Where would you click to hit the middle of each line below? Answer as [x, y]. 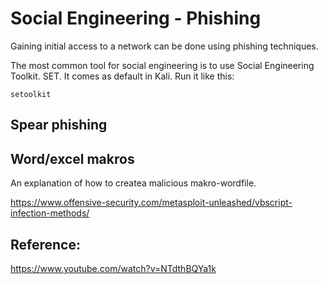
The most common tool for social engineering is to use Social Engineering [162, 65]
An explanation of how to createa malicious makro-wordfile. [133, 183]
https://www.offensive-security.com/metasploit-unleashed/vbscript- [151, 203]
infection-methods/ [50, 213]
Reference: [45, 244]
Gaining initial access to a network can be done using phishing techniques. [164, 46]
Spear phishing [59, 125]
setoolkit [31, 94]
